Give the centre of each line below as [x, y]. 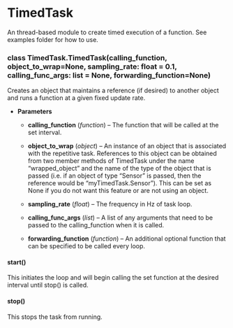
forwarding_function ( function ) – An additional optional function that [127, 238]
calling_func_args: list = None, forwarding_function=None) [109, 75]
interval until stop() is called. [48, 285]
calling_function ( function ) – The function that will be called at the [123, 125]
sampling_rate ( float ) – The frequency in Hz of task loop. [110, 204]
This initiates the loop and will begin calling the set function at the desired [113, 278]
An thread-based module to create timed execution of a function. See [107, 32]
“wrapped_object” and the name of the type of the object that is [119, 169]
